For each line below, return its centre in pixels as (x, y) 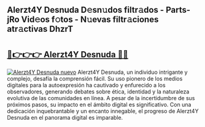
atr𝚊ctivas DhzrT (40, 29)
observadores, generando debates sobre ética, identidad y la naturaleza (98, 92)
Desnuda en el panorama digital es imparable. (65, 118)
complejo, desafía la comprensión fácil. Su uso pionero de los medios (95, 78)
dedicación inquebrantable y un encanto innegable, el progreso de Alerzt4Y (103, 111)
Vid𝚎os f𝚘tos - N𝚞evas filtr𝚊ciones (90, 20)
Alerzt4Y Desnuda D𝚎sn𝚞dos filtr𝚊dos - (86, 10)
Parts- (178, 10)
